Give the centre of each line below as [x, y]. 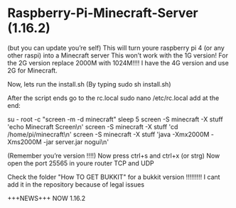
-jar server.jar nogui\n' [76, 142]
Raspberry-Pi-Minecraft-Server [103, 13]
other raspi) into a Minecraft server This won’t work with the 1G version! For [118, 55]
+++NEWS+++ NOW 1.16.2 [47, 198]
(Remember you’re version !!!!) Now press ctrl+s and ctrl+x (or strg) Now [114, 155]
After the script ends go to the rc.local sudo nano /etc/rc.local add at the [113, 98]
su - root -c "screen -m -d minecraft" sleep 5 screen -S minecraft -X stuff [115, 119]
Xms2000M [25, 142]
